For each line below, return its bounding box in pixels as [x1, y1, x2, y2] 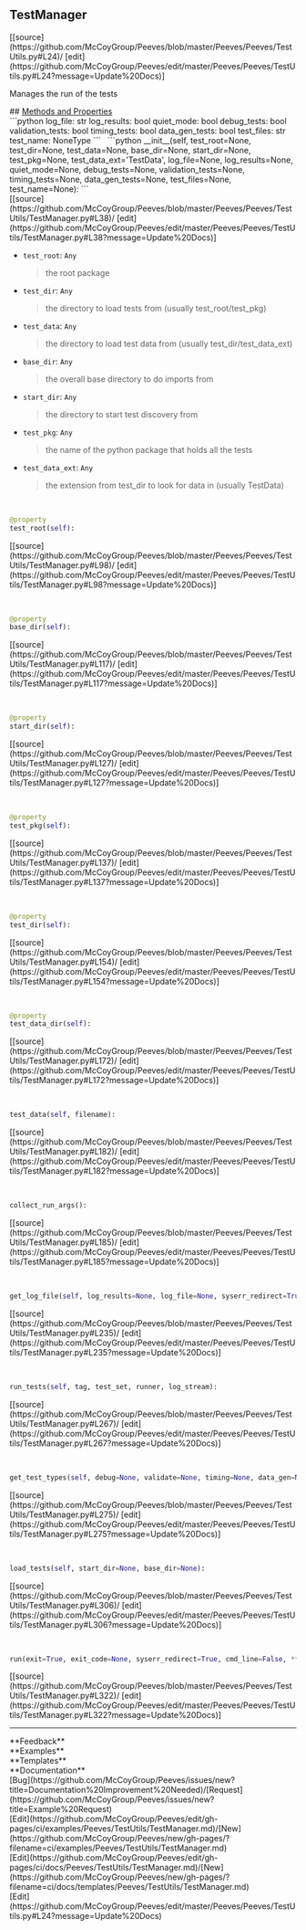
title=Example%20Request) [9, 1804, 112, 1815]
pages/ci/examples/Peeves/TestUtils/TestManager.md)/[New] [9, 1823, 241, 1834]
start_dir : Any [22, 391, 77, 402]
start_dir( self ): [9, 722, 76, 732]
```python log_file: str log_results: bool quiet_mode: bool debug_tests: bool [9, 115, 287, 126]
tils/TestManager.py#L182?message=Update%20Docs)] [9, 1165, 220, 1176]
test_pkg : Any [22, 427, 73, 438]
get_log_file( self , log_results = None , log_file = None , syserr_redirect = [9, 1292, 287, 1301]
